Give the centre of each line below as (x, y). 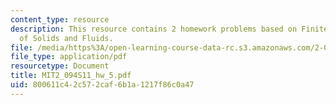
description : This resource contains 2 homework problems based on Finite (169, 29)
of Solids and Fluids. (66, 38)
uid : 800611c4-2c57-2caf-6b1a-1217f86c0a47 (102, 85)
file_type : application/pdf (69, 57)
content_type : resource (60, 19)
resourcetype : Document (60, 66)
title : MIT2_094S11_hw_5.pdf (71, 76)
